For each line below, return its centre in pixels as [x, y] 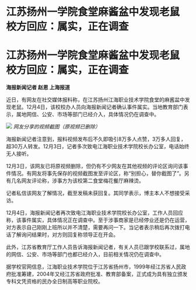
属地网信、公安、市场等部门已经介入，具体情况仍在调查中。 [87, 114]
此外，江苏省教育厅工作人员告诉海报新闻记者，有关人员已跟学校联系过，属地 [98, 247]
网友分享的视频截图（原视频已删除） [57, 127]
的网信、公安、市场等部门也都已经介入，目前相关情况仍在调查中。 [85, 254]
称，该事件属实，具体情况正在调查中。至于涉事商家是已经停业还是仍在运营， [98, 220]
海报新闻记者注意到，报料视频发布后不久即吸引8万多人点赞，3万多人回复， [96, 139]
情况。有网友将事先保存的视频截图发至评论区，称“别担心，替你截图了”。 [98, 173]
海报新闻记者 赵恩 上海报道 [38, 88]
